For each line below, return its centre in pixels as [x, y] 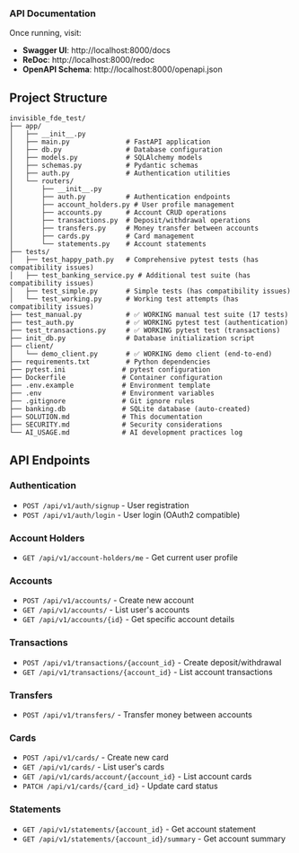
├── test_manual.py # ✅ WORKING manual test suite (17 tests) [149, 315]
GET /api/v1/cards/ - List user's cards [93, 767]
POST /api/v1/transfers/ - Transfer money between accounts [137, 714]
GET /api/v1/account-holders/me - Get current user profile [130, 558]
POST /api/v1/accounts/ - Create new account [108, 601]
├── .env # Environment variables [112, 393]
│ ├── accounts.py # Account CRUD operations [118, 213]
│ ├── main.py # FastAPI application [110, 142]
